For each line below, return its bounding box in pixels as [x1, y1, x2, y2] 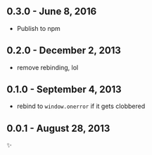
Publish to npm [16, 24, 61, 32]
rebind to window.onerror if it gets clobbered [16, 102, 146, 111]
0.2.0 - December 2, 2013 [6, 45, 121, 57]
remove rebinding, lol [16, 63, 79, 72]
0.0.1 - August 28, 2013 [6, 122, 110, 134]
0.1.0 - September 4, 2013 [6, 83, 122, 95]
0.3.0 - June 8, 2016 [6, 6, 97, 18]
